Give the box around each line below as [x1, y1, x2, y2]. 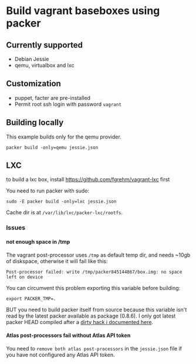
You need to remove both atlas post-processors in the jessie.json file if [6, 345, 182, 352]
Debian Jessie [14, 56, 49, 62]
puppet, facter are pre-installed [14, 94, 91, 101]
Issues [6, 224, 26, 232]
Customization [6, 79, 62, 89]
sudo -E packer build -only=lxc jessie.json [6, 198, 117, 205]
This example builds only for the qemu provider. [6, 133, 121, 140]
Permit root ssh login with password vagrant [14, 100, 122, 107]
